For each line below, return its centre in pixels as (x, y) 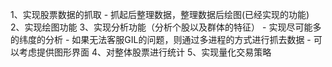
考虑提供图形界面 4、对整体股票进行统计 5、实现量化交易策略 (145, 52)
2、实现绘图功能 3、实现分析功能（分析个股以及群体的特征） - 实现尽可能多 (166, 27)
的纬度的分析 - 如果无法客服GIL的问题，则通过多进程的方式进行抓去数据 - (161, 39)
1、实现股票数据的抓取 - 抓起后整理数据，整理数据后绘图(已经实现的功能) (160, 14)
